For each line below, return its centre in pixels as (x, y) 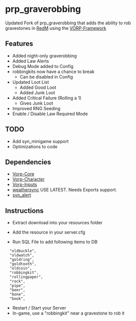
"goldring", (22, 260)
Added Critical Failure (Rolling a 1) (47, 98)
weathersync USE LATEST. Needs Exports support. (65, 190)
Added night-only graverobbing (44, 56)
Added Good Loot (38, 87)
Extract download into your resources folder (57, 223)
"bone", (18, 294)
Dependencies (28, 162)
